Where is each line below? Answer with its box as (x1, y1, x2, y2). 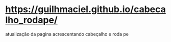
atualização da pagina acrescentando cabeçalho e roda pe (5, 31, 129, 37)
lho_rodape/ (5, 14, 58, 26)
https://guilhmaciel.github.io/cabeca (5, 4, 166, 15)
